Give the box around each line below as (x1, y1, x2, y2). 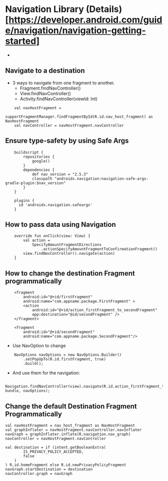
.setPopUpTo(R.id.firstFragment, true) (23, 357, 106, 362)
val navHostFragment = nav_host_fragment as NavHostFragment (5, 423, 135, 428)
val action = (23, 238, 50, 243)
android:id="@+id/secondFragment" (23, 329, 95, 335)
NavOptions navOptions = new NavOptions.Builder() (14, 352, 122, 357)
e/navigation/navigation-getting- (5, 25, 146, 36)
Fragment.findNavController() (19, 85, 81, 91)
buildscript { (14, 150, 43, 155)
